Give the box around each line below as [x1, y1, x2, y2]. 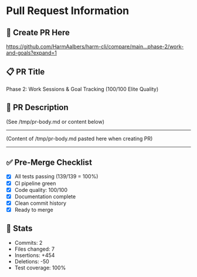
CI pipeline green [14, 180, 56, 187]
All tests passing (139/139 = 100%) [14, 173, 98, 180]
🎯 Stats [6, 224, 33, 234]
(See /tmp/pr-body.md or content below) [6, 118, 104, 125]
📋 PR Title [6, 67, 45, 77]
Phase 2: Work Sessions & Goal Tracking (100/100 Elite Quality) [6, 85, 159, 92]
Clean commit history [14, 200, 66, 207]
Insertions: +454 [14, 251, 55, 259]
